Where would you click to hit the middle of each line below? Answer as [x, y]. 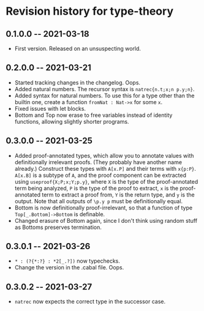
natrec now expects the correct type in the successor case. [90, 302]
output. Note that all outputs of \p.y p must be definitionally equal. [99, 201]
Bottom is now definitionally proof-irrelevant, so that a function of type [104, 208]
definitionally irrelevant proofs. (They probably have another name [98, 162]
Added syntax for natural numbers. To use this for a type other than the [104, 96]
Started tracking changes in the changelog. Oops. [77, 82]
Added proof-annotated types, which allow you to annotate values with [104, 155]
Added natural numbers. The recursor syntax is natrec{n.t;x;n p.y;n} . [104, 89]
